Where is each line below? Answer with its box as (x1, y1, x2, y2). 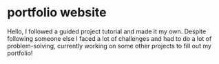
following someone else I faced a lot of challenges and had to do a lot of (7, 34, 212, 42)
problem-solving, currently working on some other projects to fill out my (7, 42, 212, 50)
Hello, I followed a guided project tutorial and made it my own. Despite (7, 27, 207, 35)
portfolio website (7, 5, 107, 20)
